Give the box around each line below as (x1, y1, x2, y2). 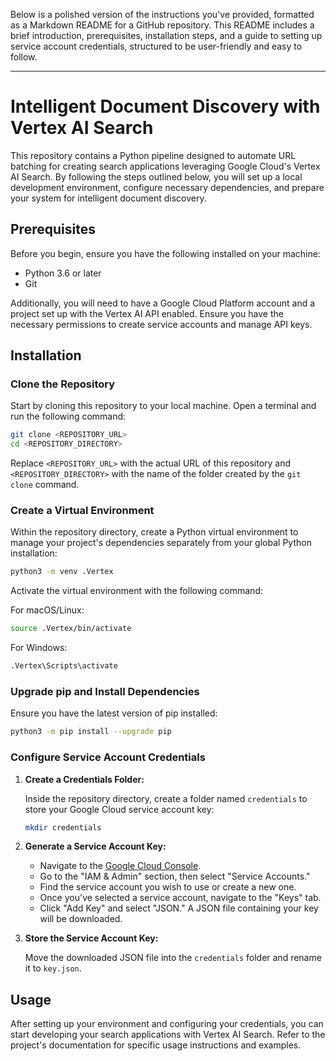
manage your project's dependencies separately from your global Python (10, 537, 312, 549)
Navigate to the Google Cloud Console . (39, 860, 202, 872)
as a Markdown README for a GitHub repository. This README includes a (10, 19, 315, 31)
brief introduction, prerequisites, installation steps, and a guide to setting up (10, 30, 323, 41)
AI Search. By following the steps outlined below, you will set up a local (10, 170, 303, 183)
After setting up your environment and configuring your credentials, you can (10, 1018, 324, 1030)
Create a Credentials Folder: (24, 773, 145, 785)
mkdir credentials (24, 822, 102, 833)
